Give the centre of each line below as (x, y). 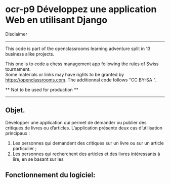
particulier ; (25, 148)
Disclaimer (16, 34)
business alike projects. (30, 54)
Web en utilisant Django (56, 20)
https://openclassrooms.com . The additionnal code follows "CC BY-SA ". (81, 80)
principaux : (18, 133)
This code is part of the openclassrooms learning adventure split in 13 (78, 49)
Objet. (15, 110)
